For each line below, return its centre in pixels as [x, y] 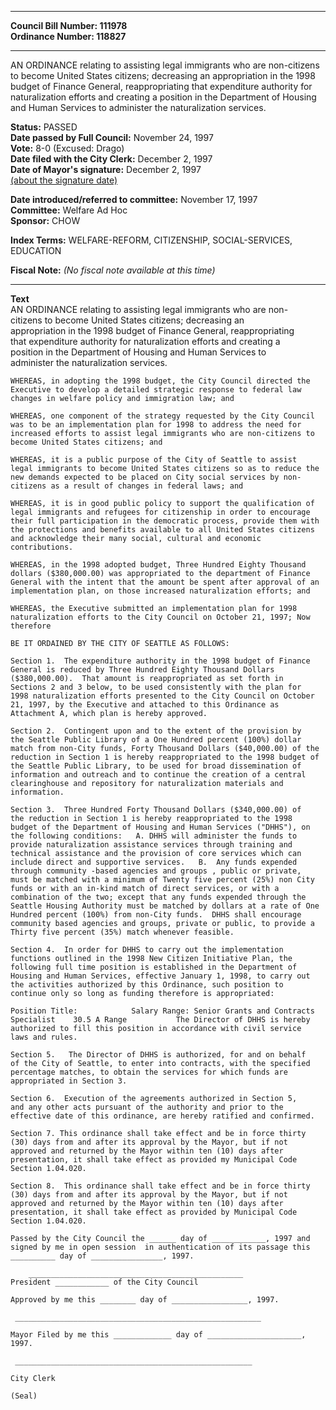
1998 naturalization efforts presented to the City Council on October [162, 696]
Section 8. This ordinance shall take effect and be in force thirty [160, 1186]
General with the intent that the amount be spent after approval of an [165, 582]
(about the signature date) [64, 180]
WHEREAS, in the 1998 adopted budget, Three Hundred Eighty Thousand [158, 565]
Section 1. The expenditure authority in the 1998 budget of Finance [160, 661]
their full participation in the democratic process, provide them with [165, 521]
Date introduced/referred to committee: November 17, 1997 [134, 199]
